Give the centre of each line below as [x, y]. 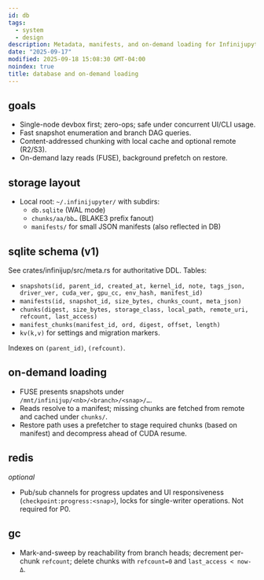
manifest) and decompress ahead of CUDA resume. [103, 433]
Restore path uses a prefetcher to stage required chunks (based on [128, 424]
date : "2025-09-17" [40, 52]
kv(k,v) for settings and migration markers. [90, 333]
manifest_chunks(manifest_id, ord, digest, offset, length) [120, 325]
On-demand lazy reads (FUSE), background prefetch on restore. [123, 158]
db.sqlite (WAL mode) [68, 210]
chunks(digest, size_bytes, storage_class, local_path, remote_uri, [134, 310]
